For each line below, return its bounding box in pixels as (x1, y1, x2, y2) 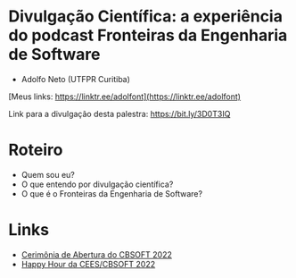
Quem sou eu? (21, 169, 75, 180)
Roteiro (8, 140, 63, 160)
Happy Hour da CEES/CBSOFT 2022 (21, 258, 156, 269)
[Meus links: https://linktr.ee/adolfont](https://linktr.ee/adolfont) (8, 91, 242, 102)
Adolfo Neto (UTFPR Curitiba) (21, 73, 131, 84)
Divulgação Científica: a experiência (8, 6, 283, 27)
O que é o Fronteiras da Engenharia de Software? (21, 188, 202, 198)
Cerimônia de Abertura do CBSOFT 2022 (21, 249, 173, 260)
